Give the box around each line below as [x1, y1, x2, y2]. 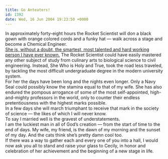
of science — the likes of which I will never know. [5, 111, 107, 117]
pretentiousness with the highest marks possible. [5, 100, 107, 106]
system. [5, 73, 22, 79]
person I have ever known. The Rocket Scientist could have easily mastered [5, 52, 161, 58]
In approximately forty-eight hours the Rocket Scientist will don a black [5, 31, 151, 37]
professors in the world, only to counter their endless [30, 95, 140, 101]
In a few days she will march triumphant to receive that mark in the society [5, 105, 159, 111]
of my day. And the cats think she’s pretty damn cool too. [5, 132, 123, 138]
